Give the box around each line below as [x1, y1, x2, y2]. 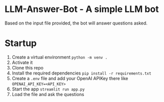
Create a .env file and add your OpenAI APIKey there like [11, 75, 128, 81]
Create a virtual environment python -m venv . [11, 54, 108, 60]
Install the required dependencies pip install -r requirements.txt [11, 70, 152, 76]
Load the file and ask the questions [11, 91, 84, 97]
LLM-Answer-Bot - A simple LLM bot [4, 3, 159, 15]
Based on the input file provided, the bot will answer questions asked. [4, 20, 148, 26]
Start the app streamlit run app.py [11, 86, 85, 92]
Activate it [11, 59, 33, 65]
